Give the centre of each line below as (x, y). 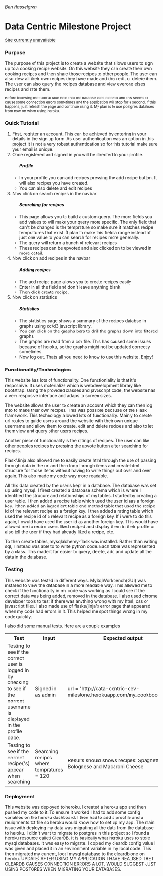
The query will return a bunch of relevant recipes (68, 243)
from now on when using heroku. (33, 111)
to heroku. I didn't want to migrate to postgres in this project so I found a (77, 833)
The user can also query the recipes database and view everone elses (75, 84)
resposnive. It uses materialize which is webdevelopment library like (73, 386)
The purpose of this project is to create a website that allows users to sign (79, 63)
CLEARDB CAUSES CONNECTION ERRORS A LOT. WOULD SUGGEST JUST (81, 864)
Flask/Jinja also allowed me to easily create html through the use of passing (81, 460)
